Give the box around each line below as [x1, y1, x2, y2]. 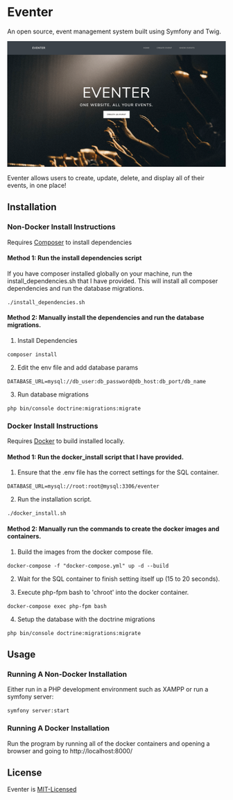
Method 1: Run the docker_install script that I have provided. [7, 453, 184, 461]
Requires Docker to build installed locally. [7, 437, 125, 445]
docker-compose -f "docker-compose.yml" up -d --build [7, 562, 169, 569]
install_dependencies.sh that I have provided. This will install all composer [7, 276, 218, 285]
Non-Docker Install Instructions [7, 222, 116, 232]
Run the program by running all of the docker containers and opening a [7, 739, 210, 748]
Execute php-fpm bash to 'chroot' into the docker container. [17, 588, 189, 596]
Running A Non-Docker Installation [7, 669, 127, 679]
